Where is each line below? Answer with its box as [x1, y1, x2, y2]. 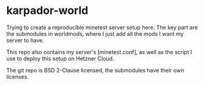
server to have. [6, 36, 45, 44]
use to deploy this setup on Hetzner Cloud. [6, 55, 114, 62]
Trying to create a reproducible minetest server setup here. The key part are [6, 24, 198, 31]
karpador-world [6, 4, 89, 18]
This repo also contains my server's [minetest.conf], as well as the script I [6, 48, 192, 55]
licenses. [6, 73, 29, 80]
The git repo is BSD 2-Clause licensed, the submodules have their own [6, 66, 184, 73]
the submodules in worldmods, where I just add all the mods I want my [6, 30, 184, 37]
